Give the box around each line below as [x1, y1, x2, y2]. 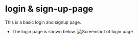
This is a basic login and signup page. [5, 19, 82, 25]
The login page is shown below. [12, 28, 76, 34]
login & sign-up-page [5, 3, 93, 14]
